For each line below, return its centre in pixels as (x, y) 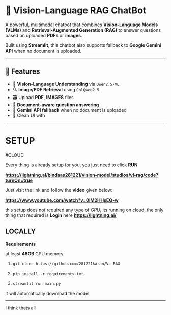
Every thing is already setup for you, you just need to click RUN (72, 165)
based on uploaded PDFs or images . (44, 35)
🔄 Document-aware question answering (56, 105)
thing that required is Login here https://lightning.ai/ (61, 215)
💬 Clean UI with (29, 115)
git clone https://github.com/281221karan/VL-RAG (66, 264)
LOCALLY (21, 232)
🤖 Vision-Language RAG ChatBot (76, 10)
